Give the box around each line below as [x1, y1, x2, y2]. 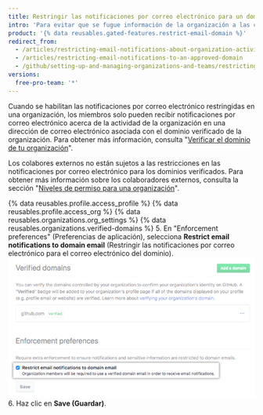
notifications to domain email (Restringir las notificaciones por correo [8, 240, 235, 249]
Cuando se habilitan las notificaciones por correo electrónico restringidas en [8, 101, 255, 111]
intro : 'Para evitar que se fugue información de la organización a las [8, 20, 250, 29]
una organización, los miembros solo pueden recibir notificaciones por [8, 110, 236, 119]
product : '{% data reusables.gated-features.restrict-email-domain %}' [8, 29, 247, 37]
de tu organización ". [8, 143, 74, 152]
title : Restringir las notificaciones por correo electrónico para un [8, 13, 243, 20]
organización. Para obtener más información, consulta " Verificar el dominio [8, 134, 250, 144]
